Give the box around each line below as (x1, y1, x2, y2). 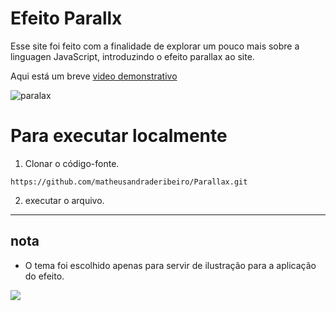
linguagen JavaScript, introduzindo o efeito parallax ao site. (10, 50, 255, 62)
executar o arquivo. (24, 194, 105, 206)
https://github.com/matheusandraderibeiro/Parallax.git (10, 177, 248, 187)
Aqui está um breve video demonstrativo (10, 70, 178, 82)
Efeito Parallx (10, 7, 123, 30)
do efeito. (24, 270, 65, 282)
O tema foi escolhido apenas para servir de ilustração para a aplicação (24, 259, 317, 271)
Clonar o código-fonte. (24, 157, 120, 169)
